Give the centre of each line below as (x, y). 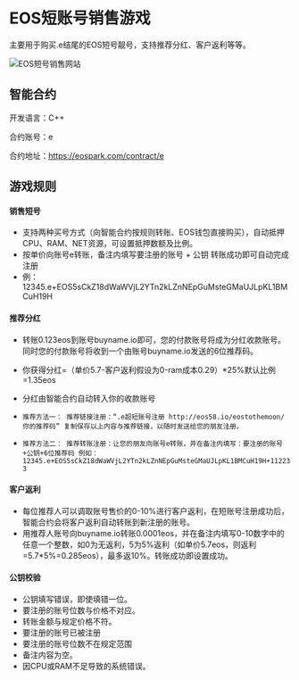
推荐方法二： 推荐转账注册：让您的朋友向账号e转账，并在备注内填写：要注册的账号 (152, 444)
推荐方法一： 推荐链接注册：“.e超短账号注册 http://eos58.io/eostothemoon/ (154, 417)
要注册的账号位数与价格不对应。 (81, 610)
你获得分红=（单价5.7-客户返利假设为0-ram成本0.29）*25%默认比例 (149, 369)
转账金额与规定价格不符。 (69, 621)
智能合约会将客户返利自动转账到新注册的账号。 (108, 522)
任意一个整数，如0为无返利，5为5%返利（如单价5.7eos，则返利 (139, 544)
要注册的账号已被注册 (61, 632)
